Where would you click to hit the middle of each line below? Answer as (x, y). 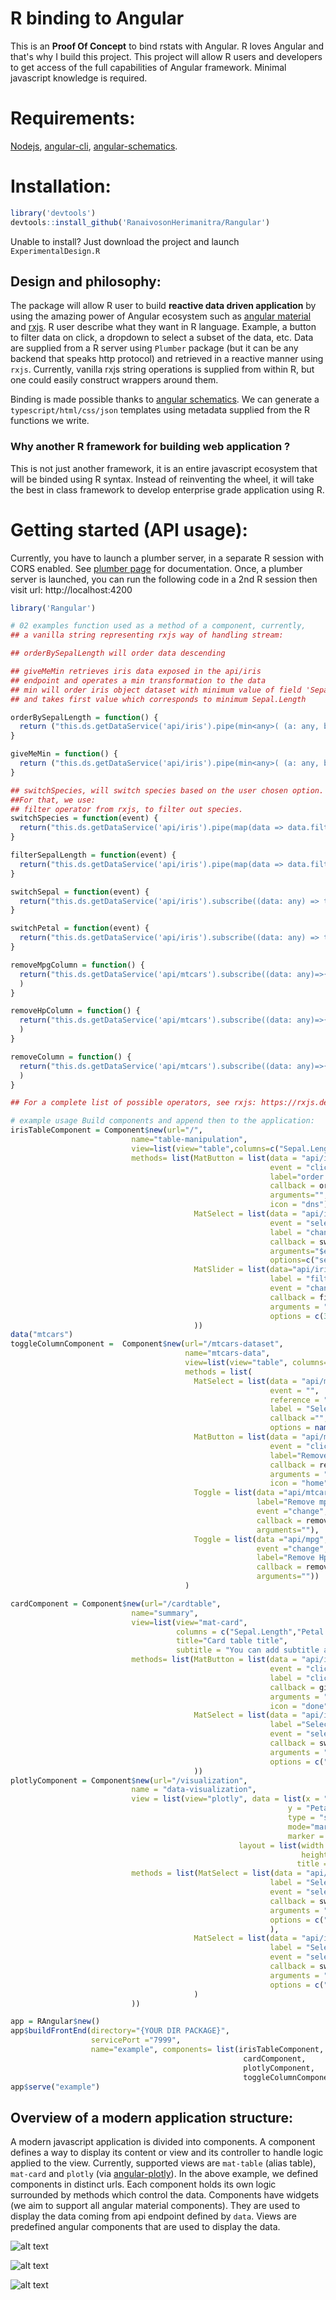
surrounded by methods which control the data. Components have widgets (165, 2195)
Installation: (61, 186)
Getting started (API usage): (129, 529)
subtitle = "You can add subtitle (247, 1650)
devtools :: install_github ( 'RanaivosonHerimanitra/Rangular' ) (140, 222)
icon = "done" (299, 1706)
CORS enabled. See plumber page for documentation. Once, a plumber (156, 568)
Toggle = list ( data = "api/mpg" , (261, 1539)
